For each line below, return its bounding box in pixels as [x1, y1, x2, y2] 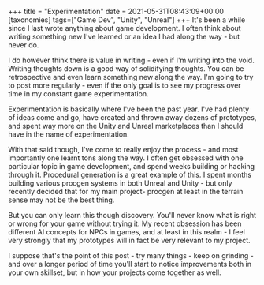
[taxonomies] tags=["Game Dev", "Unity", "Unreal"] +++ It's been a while [8, 15, 246, 24]
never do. [8, 40, 39, 50]
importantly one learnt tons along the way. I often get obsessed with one [8, 153, 244, 163]
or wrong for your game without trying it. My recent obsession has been [8, 219, 242, 228]
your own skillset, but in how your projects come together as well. [8, 268, 222, 277]
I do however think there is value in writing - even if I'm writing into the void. [8, 55, 255, 65]
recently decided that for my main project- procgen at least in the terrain [8, 187, 244, 196]
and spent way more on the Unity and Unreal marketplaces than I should [8, 122, 244, 130]
